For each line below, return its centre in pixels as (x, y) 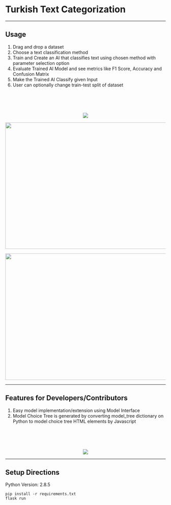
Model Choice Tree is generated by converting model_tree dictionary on (88, 416)
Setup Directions (33, 472)
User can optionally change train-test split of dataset (68, 85)
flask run (16, 499)
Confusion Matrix (31, 74)
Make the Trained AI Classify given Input (55, 79)
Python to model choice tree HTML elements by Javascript (74, 421)
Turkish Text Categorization (65, 9)
